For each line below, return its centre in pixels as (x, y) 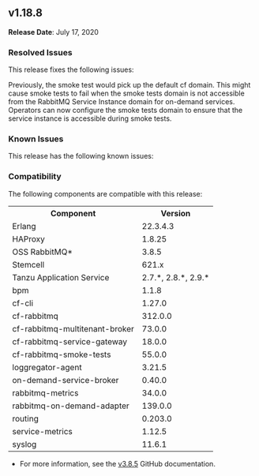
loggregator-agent (47, 367)
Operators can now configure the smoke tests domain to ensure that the (126, 111)
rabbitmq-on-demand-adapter (71, 406)
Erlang (24, 226)
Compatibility (35, 177)
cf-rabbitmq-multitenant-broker (73, 328)
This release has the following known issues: (81, 156)
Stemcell (28, 264)
